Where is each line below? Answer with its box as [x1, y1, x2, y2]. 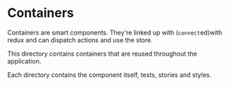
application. [7, 56, 42, 65]
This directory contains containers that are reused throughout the [7, 49, 197, 58]
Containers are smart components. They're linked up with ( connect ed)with [7, 28, 223, 37]
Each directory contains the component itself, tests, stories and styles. [7, 70, 211, 79]
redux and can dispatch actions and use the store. [7, 35, 153, 44]
